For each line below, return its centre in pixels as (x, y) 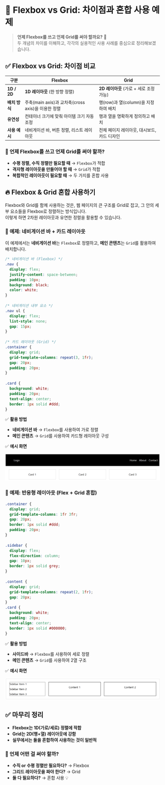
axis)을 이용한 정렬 (43, 108)
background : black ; (29, 285)
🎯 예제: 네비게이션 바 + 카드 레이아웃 (45, 231)
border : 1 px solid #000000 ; (38, 628)
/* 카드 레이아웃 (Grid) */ (31, 342)
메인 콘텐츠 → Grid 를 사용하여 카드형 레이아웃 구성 (60, 436)
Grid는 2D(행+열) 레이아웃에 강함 (44, 734)
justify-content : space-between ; (44, 275)
